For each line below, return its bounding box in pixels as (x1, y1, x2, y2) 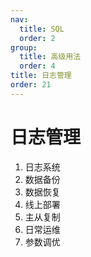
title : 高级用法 (19, 52, 82, 62)
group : (10, 42, 38, 53)
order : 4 (19, 61, 56, 71)
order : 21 (10, 80, 52, 90)
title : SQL (19, 24, 65, 34)
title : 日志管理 (10, 71, 72, 81)
